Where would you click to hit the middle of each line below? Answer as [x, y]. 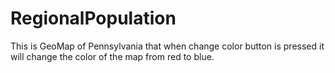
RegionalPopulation [93, 18]
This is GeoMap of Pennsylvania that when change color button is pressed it [167, 46]
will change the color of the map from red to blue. [112, 56]
